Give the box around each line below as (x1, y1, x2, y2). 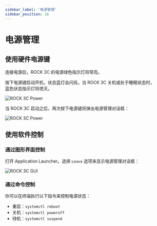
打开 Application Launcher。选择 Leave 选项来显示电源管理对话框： (5, 158, 139, 164)
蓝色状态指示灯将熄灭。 (5, 85, 52, 91)
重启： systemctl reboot (12, 204, 60, 209)
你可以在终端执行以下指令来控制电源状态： (5, 193, 91, 199)
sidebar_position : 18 (5, 12, 49, 17)
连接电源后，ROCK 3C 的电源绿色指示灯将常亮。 (5, 69, 102, 75)
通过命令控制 (5, 181, 36, 188)
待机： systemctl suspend (12, 216, 62, 222)
